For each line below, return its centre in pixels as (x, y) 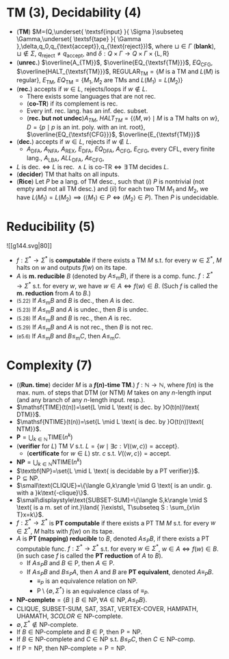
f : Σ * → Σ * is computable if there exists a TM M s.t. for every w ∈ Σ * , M (119, 260)
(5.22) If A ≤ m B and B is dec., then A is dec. (75, 301)
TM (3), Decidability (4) (74, 13)
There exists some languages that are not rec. (91, 97)
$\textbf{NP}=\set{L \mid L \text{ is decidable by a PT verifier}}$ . (108, 471)
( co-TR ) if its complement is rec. (72, 103)
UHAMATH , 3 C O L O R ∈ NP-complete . (69, 616)
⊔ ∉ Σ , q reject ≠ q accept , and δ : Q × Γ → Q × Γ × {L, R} (93, 54)
